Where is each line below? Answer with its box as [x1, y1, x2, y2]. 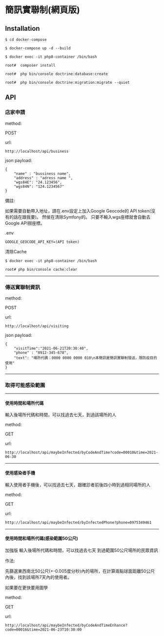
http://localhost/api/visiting [5, 324, 69, 329]
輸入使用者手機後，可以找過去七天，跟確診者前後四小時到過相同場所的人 [5, 482, 150, 488]
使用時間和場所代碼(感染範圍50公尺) [5, 536, 78, 542]
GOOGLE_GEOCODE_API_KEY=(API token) [5, 239, 80, 244]
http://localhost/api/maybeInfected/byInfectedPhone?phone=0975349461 [5, 520, 152, 525]
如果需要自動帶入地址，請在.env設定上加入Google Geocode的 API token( [5, 208, 151, 213]
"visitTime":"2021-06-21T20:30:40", [14, 346, 89, 351]
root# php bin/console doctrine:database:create [5, 71, 108, 76]
